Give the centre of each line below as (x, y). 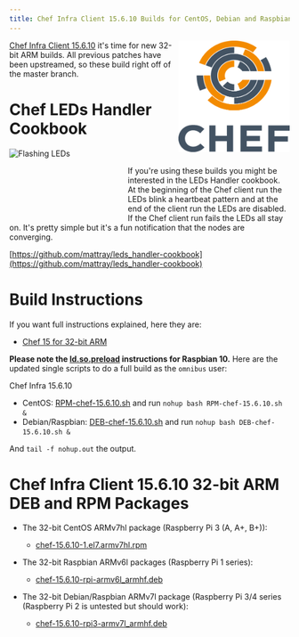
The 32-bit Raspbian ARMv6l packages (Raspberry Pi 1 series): (137, 562)
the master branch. (44, 73)
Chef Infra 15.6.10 (41, 385)
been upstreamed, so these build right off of (90, 64)
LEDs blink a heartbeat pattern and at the (203, 199)
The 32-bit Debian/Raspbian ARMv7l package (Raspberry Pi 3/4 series (152, 597)
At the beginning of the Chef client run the (205, 189)
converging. (31, 237)
